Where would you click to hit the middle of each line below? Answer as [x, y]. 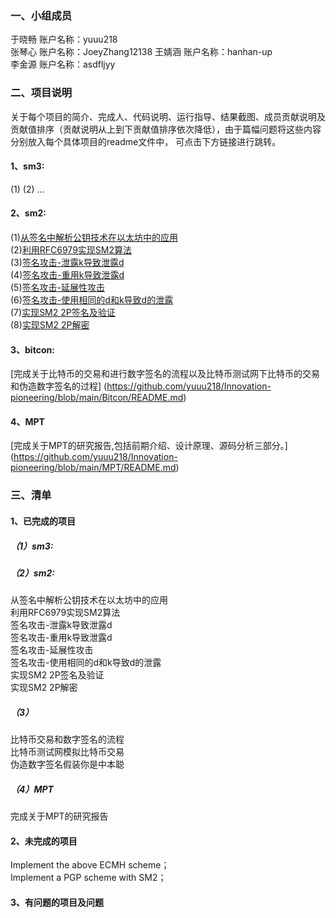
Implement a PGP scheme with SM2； [88, 878]
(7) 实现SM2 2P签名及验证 [63, 312]
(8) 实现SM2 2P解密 [50, 325]
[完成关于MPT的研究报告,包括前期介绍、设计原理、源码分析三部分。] [149, 446]
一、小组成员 [41, 15]
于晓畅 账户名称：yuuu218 [64, 39]
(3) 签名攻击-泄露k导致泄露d [67, 262]
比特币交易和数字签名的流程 [67, 739]
